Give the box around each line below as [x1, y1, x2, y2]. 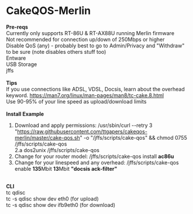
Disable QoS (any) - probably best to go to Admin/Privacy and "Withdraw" [6, 42, 185, 49]
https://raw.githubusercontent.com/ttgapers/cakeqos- [17, 127, 148, 135]
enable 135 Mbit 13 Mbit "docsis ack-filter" [14, 165, 118, 172]
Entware [6, 54, 26, 61]
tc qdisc [6, 189, 26, 196]
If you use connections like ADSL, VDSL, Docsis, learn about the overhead [6, 85, 185, 92]
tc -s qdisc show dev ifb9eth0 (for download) [6, 201, 116, 208]
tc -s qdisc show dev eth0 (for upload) [6, 195, 99, 202]
